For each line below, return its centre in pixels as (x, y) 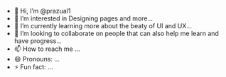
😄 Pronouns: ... (37, 59)
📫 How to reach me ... (47, 49)
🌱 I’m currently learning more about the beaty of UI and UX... (103, 26)
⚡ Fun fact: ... (33, 67)
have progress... (38, 41)
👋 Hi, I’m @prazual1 (42, 11)
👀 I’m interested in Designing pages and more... (84, 18)
